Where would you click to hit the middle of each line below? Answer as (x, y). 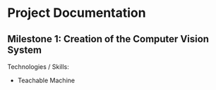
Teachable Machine (46, 80)
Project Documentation (77, 13)
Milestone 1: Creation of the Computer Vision (108, 39)
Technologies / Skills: (38, 67)
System (25, 50)
